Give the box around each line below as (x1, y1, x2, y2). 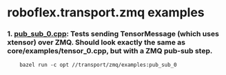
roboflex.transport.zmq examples (7, 5, 205, 20)
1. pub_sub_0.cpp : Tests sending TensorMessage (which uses (7, 29, 219, 39)
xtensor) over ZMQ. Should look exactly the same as (7, 37, 186, 47)
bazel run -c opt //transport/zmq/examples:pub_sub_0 (19, 61, 177, 69)
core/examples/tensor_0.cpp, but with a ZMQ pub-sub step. (7, 46, 213, 56)
